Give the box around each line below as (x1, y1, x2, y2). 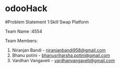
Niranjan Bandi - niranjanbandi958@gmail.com (12, 47, 106, 53)
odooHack (5, 3, 48, 14)
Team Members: (5, 37, 38, 44)
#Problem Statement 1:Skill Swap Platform (5, 19, 89, 25)
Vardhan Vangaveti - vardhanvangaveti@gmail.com (12, 57, 115, 63)
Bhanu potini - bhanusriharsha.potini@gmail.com (12, 52, 110, 58)
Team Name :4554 (5, 28, 42, 34)
